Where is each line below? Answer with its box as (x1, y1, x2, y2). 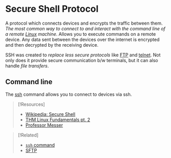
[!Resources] (17, 101, 45, 107)
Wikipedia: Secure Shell (25, 111, 76, 117)
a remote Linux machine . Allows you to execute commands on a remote (5, 31, 156, 37)
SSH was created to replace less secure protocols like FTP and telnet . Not (5, 52, 161, 58)
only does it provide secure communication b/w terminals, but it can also (5, 57, 158, 63)
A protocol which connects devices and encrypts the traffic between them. (5, 20, 163, 26)
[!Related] (17, 132, 39, 138)
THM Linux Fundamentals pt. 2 (25, 116, 90, 123)
